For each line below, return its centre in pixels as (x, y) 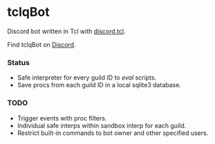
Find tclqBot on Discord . (41, 44)
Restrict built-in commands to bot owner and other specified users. (113, 133)
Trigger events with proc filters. (62, 118)
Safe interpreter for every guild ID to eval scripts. (87, 78)
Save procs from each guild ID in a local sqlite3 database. (99, 85)
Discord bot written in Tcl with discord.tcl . (66, 31)
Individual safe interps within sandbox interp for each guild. (102, 125)
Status (18, 62)
